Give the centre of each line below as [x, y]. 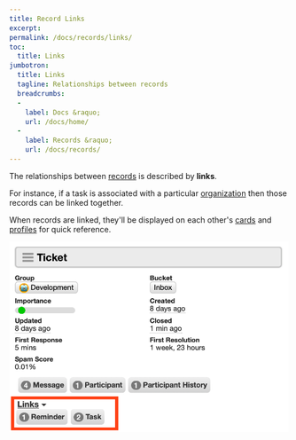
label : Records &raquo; [69, 141]
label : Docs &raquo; [63, 112]
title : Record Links [47, 19]
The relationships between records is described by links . [113, 176]
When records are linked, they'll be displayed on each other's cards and [140, 220]
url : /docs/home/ [57, 122]
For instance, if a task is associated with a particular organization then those [148, 193]
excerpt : [25, 28]
